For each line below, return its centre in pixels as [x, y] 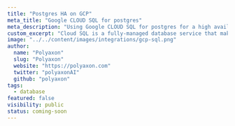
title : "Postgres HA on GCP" [50, 14]
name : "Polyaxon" [39, 53]
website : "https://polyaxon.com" [62, 66]
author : [19, 46]
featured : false [31, 99]
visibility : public [36, 105]
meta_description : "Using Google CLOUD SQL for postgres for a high [109, 27]
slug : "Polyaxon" [39, 59]
